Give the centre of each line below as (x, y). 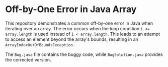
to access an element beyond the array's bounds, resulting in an (72, 39)
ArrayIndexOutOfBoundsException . (40, 44)
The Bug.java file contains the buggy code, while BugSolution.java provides (84, 54)
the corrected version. (28, 59)
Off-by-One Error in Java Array (71, 9)
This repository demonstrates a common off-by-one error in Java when (79, 23)
